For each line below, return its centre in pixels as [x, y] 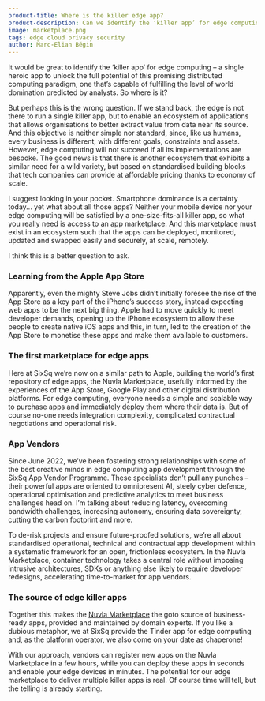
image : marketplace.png [47, 30]
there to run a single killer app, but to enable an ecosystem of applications [129, 116]
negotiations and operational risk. [62, 423]
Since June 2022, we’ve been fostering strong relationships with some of [127, 461]
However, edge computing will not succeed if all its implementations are [125, 150]
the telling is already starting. [55, 688]
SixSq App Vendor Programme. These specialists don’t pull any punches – [129, 478]
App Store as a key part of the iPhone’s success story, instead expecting [126, 302]
